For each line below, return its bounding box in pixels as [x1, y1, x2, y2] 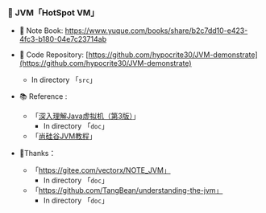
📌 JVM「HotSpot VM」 [7, 6, 99, 18]
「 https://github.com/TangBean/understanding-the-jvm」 [31, 186, 223, 195]
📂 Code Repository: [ [19, 50, 89, 59]
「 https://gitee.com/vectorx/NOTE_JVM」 [31, 166, 171, 175]
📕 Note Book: [19, 26, 64, 35]
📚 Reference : [19, 92, 68, 101]
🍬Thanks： [19, 149, 56, 158]
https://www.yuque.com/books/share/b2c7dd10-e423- [64, 26, 248, 35]
